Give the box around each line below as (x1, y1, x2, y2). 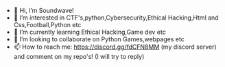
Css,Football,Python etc (13, 21, 82, 28)
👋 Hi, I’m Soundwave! (13, 7, 74, 14)
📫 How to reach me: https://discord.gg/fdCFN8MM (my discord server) (13, 43, 217, 51)
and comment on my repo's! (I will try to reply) (13, 53, 145, 60)
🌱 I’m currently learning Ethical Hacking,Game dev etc (13, 28, 166, 36)
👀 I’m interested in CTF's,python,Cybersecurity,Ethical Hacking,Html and (13, 14, 219, 22)
